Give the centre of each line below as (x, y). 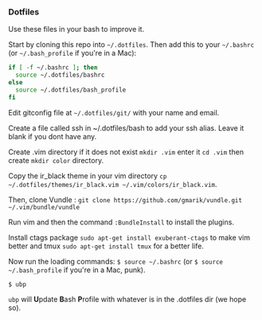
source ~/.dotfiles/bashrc (60, 75)
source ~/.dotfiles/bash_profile (71, 90)
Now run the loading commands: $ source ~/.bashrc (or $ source (115, 261)
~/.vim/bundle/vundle (44, 207)
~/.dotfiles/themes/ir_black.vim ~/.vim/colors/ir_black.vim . (113, 184)
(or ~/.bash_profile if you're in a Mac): (72, 53)
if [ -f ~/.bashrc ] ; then (53, 68)
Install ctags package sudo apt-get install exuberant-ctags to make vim (129, 237)
